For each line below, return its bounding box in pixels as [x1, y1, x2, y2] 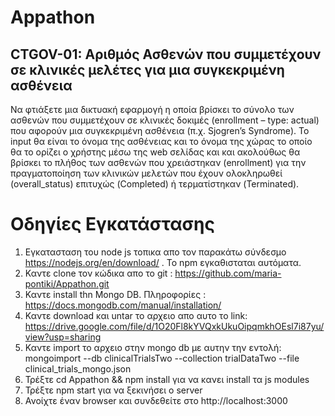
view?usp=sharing [24, 331, 102, 343]
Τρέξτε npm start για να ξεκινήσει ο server [24, 384, 203, 396]
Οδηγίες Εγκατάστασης [10, 213, 215, 236]
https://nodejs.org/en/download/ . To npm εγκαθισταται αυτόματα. [24, 256, 302, 268]
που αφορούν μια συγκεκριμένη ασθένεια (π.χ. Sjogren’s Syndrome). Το [10, 125, 310, 136]
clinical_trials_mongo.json [24, 362, 132, 375]
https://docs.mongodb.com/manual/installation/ [24, 299, 222, 311]
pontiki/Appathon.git [24, 277, 110, 290]
